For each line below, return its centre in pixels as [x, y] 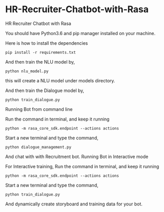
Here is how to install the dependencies [46, 43]
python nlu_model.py [27, 71]
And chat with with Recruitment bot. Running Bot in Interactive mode [77, 157]
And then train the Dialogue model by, [45, 90]
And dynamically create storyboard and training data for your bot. [74, 204]
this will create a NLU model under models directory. [60, 80]
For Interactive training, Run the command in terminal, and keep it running [82, 166]
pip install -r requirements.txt [41, 52]
